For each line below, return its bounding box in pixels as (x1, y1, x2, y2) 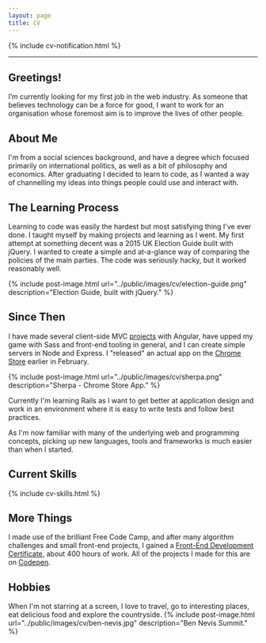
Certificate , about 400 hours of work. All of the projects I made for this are (8, 549, 251, 558)
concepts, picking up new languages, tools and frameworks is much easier (8, 436, 253, 445)
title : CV (8, 19, 41, 27)
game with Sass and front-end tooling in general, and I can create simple (8, 339, 245, 349)
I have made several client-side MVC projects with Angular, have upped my (8, 331, 253, 341)
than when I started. (8, 444, 74, 454)
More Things (8, 511, 73, 524)
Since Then (8, 310, 66, 324)
